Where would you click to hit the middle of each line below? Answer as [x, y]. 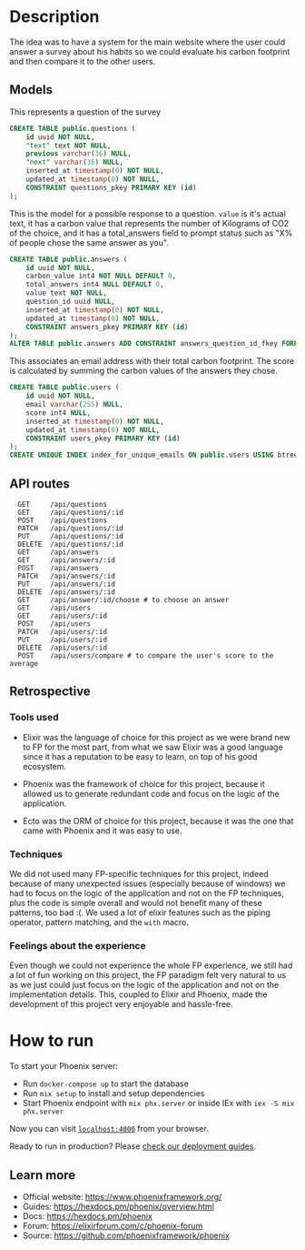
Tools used [34, 718]
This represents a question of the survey [85, 112]
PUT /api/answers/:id [67, 584]
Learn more [43, 1175]
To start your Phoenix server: [64, 1066]
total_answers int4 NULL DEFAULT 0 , [95, 285]
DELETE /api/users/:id [62, 648]
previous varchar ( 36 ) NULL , [79, 154]
